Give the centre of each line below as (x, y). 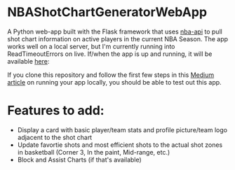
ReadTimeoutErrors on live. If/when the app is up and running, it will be (110, 54)
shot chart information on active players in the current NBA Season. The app (118, 38)
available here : (28, 61)
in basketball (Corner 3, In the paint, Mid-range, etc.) (94, 152)
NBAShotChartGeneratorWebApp (107, 12)
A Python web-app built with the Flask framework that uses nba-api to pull (115, 31)
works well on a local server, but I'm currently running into (91, 46)
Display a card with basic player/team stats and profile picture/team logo (122, 129)
